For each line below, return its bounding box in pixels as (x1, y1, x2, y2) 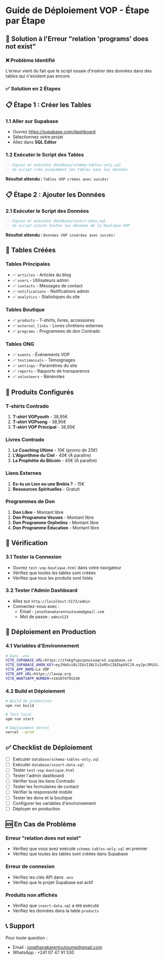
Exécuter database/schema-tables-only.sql (12, 756, 99, 762)
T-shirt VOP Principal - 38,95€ (12, 424, 75, 430)
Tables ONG (5, 340, 35, 347)
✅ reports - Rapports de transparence (12, 368, 90, 374)
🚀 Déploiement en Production (5, 628, 96, 636)
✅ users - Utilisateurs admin (12, 277, 69, 283)
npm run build (5, 703, 35, 708)
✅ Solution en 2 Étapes (5, 85, 61, 92)
